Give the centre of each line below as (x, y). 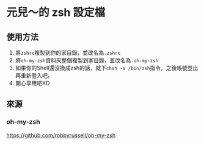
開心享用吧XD (32, 83)
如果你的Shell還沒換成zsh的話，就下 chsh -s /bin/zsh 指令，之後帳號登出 (107, 68)
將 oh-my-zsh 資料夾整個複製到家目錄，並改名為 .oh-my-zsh (87, 60)
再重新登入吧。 (34, 76)
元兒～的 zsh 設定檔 (56, 12)
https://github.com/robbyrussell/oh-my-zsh (61, 135)
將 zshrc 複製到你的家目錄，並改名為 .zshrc (68, 53)
